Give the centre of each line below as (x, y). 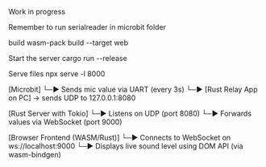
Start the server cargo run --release (68, 58)
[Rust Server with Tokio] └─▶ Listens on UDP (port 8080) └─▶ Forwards (130, 113)
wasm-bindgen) (35, 155)
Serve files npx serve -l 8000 (57, 74)
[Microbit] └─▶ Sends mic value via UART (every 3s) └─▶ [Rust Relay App (133, 89)
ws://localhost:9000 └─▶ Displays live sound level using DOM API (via (126, 146)
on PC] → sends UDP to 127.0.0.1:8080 (72, 98)
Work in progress (37, 12)
